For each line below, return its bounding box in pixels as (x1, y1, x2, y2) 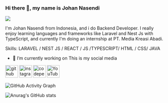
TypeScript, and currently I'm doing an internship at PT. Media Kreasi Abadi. (5, 36, 163, 42)
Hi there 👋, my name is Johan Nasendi (5, 4, 100, 11)
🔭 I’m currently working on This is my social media (12, 55, 118, 61)
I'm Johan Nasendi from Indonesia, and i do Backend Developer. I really (5, 25, 154, 31)
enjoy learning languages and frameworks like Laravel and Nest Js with (5, 30, 154, 36)
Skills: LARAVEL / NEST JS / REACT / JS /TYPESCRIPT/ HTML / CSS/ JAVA (5, 45, 160, 51)
